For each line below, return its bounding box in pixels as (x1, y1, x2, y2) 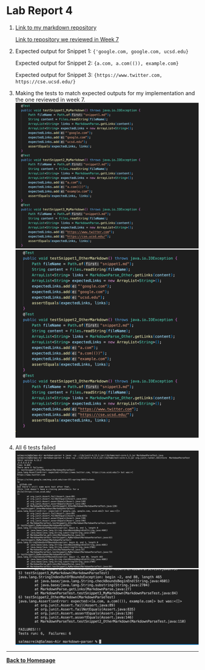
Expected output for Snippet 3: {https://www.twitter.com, (15, 71, 163, 78)
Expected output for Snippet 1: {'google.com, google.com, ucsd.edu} (15, 47, 189, 55)
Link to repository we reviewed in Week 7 (15, 35, 119, 43)
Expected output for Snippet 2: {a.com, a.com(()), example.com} (15, 59, 179, 67)
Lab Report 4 (6, 4, 73, 18)
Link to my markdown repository (15, 24, 97, 31)
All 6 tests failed (15, 444, 56, 451)
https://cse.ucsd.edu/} (15, 79, 76, 85)
